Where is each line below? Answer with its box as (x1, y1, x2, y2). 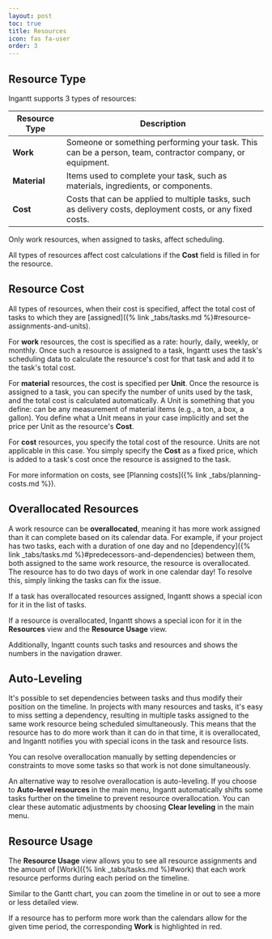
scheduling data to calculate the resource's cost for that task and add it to (8, 354, 255, 363)
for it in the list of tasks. (8, 599, 87, 609)
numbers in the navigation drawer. (8, 648, 123, 658)
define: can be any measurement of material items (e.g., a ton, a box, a (8, 404, 244, 414)
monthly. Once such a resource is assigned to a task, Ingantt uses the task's (8, 345, 263, 355)
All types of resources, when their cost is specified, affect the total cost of (8, 303, 256, 313)
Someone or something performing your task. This (66, 136, 258, 148)
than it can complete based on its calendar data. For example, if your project (8, 532, 263, 542)
